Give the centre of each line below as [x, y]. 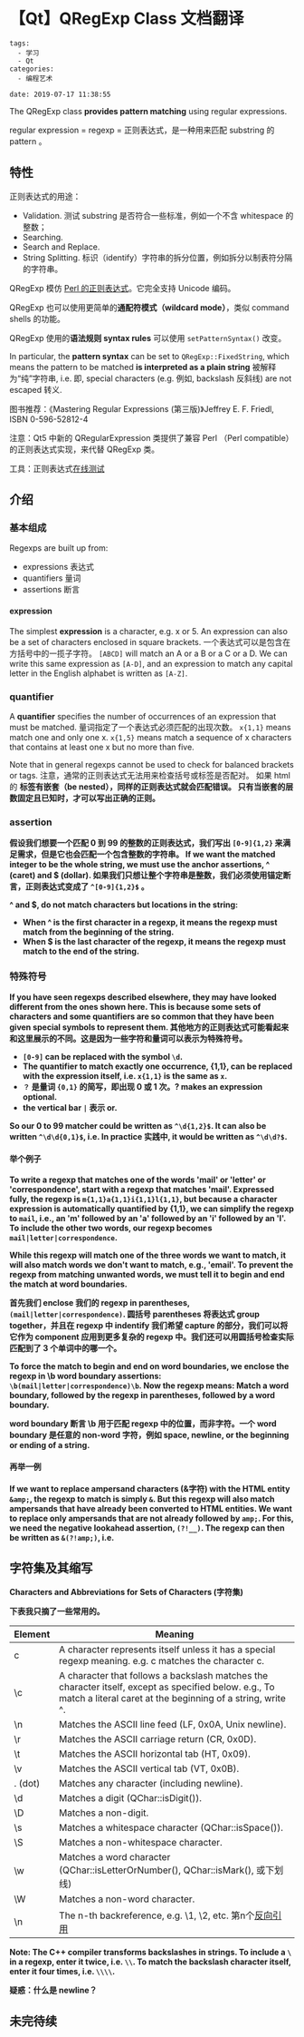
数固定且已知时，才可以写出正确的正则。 [85, 798]
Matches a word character [114, 1856]
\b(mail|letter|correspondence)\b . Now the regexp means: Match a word [149, 1386]
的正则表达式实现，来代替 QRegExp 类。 [85, 449]
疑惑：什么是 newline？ [53, 1990]
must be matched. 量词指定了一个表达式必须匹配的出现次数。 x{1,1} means [150, 727]
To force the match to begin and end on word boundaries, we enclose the [149, 1366]
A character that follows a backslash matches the [163, 1675]
